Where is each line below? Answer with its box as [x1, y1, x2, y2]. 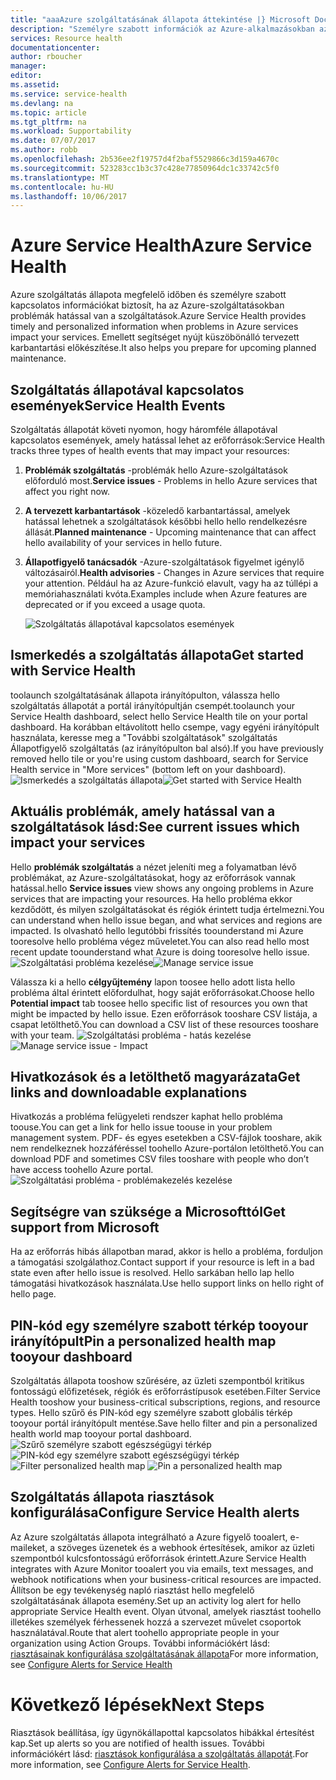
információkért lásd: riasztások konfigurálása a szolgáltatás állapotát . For [10, 1747, 309, 1760]
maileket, [10, 1541, 48, 1553]
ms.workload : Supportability [10, 126, 132, 136]
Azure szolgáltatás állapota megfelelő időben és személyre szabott [10, 289, 287, 301]
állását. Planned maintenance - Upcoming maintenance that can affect [24, 526, 317, 538]
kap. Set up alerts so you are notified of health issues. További [10, 1737, 265, 1749]
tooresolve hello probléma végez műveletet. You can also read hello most [10, 935, 310, 947]
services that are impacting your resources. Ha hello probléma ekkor [10, 892, 293, 905]
